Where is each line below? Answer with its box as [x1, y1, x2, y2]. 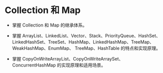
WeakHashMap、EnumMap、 [12, 45, 74, 51]
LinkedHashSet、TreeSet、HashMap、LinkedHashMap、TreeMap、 [12, 38, 154, 45]
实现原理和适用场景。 [61, 62, 106, 68]
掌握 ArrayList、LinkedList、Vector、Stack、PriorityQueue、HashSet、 [12, 32, 161, 38]
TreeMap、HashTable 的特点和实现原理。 [74, 45, 161, 51]
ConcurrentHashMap [12, 62, 56, 68]
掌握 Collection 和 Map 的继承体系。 [12, 22, 87, 28]
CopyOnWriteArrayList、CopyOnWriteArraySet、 [22, 55, 124, 61]
